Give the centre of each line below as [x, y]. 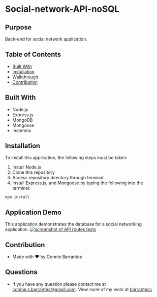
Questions [21, 272]
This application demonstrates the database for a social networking [73, 224]
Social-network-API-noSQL [62, 9]
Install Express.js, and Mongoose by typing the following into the [78, 183]
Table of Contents [33, 54]
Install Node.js [27, 167]
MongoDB [22, 120]
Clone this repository [33, 172]
